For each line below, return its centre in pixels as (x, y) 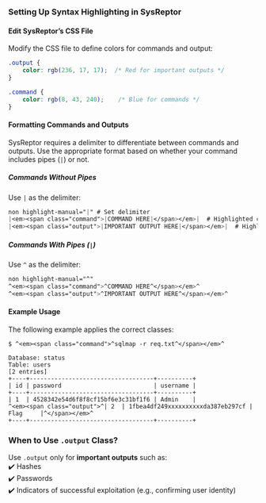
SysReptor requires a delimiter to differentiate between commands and (123, 142)
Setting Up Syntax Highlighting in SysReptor (95, 12)
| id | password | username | (102, 386)
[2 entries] (28, 371)
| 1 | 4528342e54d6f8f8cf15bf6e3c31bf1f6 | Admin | (102, 399)
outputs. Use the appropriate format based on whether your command (123, 151)
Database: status (37, 358)
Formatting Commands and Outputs (68, 125)
